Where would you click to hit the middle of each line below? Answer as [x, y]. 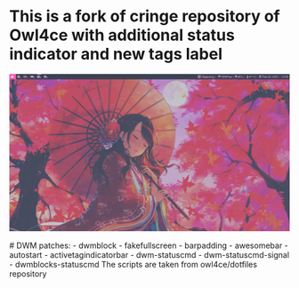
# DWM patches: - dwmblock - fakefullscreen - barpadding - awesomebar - [149, 245]
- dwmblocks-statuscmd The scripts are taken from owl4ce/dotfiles [133, 264]
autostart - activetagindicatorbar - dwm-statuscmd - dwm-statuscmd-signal [149, 254]
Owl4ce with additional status [122, 35]
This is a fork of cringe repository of [145, 16]
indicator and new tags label [116, 54]
